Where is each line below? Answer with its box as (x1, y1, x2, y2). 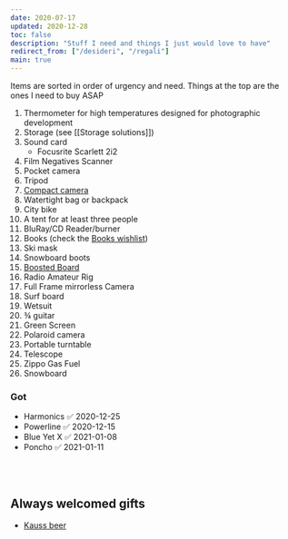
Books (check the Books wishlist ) (23, 233, 149, 243)
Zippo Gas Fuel (23, 358, 81, 368)
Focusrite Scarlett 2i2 (36, 146, 118, 157)
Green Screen (23, 319, 76, 330)
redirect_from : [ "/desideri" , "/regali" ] (10, 47, 170, 56)
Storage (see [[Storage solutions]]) (23, 127, 154, 137)
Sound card (23, 137, 67, 147)
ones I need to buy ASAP (10, 90, 104, 101)
